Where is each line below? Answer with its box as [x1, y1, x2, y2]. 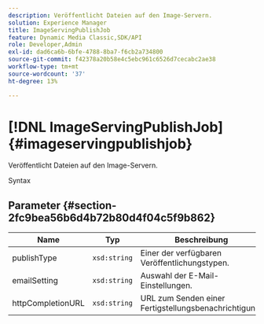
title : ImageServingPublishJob [8, 26, 111, 34]
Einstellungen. [140, 280, 192, 291]
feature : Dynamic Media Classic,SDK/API [8, 33, 143, 42]
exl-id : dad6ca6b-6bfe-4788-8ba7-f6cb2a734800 [8, 48, 163, 56]
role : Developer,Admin [8, 41, 82, 49]
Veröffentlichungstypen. [140, 257, 229, 268]
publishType [12, 252, 57, 263]
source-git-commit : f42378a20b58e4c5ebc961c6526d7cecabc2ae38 [8, 56, 216, 64]
